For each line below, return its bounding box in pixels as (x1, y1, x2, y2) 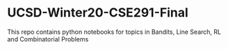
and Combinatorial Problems (7, 35, 89, 43)
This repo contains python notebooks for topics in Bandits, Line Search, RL (7, 28, 221, 36)
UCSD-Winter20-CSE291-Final (7, 5, 189, 21)
